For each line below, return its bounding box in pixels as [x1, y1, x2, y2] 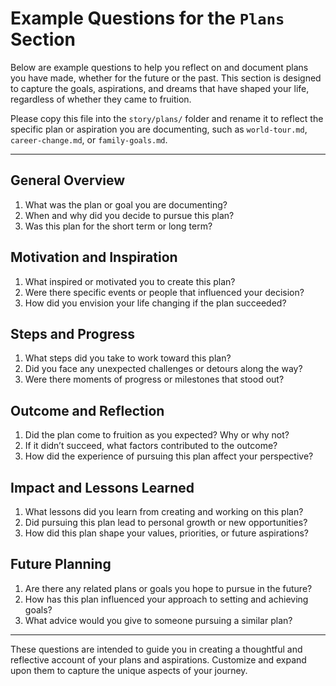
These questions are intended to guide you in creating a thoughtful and [10, 643, 303, 655]
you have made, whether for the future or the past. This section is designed [10, 72, 322, 84]
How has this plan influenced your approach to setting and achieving [24, 593, 309, 605]
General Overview [10, 172, 126, 189]
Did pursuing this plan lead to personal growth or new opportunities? [24, 517, 308, 528]
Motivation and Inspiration [10, 249, 178, 266]
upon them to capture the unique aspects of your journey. [10, 664, 248, 676]
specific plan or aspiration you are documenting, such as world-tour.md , [10, 123, 308, 135]
